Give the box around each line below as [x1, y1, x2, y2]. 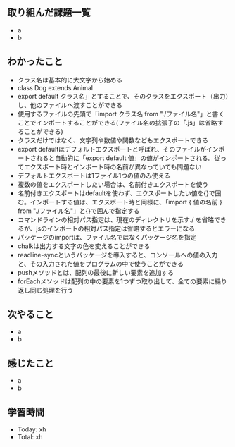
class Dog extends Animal [17, 83, 94, 92]
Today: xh [17, 425, 47, 434]
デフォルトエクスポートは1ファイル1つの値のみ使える [17, 171, 171, 180]
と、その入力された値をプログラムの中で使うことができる [17, 259, 184, 268]
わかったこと [7, 56, 63, 68]
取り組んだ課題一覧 [7, 6, 91, 19]
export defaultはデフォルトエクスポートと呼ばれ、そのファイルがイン [17, 145, 219, 153]
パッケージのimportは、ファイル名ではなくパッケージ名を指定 [17, 233, 197, 241]
